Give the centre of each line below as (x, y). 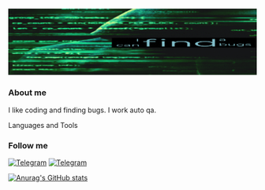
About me (28, 93)
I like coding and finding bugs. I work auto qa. (82, 110)
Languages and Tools (43, 125)
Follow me (28, 145)
